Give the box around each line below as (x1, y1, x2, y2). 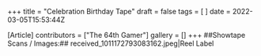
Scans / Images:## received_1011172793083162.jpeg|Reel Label (7, 39, 214, 48)
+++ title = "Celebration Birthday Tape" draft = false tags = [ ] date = (7, 7, 231, 16)
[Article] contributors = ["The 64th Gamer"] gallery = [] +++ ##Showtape (7, 31, 246, 39)
